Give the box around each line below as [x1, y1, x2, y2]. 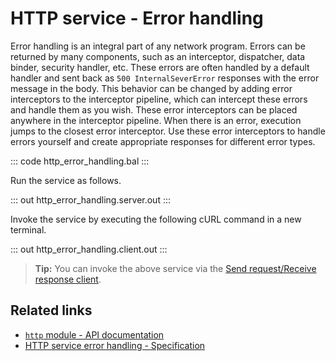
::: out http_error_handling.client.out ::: [10, 243, 168, 255]
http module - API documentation [24, 328, 165, 341]
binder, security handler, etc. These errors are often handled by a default [10, 61, 310, 73]
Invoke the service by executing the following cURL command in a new [10, 213, 302, 225]
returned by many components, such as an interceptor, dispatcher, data [10, 50, 306, 62]
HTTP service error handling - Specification [24, 339, 206, 351]
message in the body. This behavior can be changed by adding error [10, 82, 293, 94]
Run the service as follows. [10, 174, 122, 186]
